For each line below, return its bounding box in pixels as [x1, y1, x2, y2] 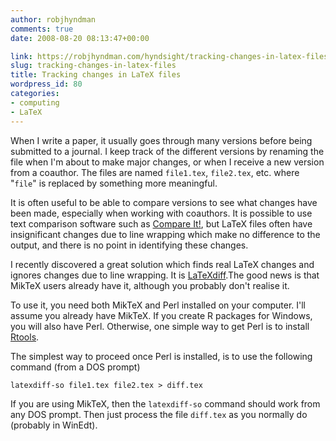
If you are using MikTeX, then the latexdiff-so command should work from [10, 397, 321, 410]
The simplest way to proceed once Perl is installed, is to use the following [10, 350, 313, 362]
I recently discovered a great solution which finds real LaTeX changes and [10, 258, 315, 270]
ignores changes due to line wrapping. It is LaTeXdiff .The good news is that [10, 269, 320, 281]
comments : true [10, 24, 74, 34]
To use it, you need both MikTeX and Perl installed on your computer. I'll [10, 299, 306, 311]
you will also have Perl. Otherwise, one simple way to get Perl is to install [10, 320, 310, 332]
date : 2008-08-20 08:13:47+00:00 [10, 33, 150, 43]
